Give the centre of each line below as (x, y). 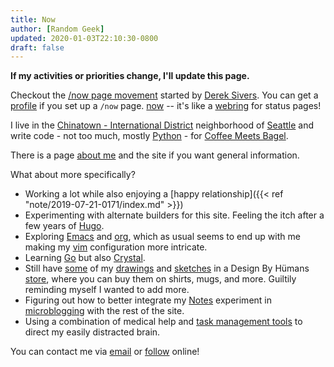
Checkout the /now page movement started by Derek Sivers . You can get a (164, 95)
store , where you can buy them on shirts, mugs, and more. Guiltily (160, 279)
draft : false (37, 47)
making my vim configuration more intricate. (116, 247)
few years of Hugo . (64, 226)
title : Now (33, 19)
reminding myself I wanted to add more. (107, 290)
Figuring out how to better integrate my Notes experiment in (148, 300)
